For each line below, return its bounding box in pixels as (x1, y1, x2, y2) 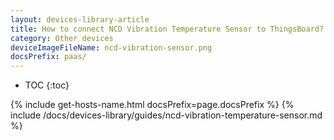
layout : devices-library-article (10, 14, 150, 25)
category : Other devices (10, 33, 114, 43)
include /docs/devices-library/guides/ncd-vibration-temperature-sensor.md (10, 109, 323, 121)
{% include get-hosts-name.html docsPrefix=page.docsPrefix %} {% (10, 99, 295, 111)
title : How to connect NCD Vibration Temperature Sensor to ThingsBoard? (10, 24, 325, 34)
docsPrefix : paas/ (10, 52, 87, 62)
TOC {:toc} (24, 79, 70, 91)
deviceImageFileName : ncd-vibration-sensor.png (10, 42, 213, 53)
